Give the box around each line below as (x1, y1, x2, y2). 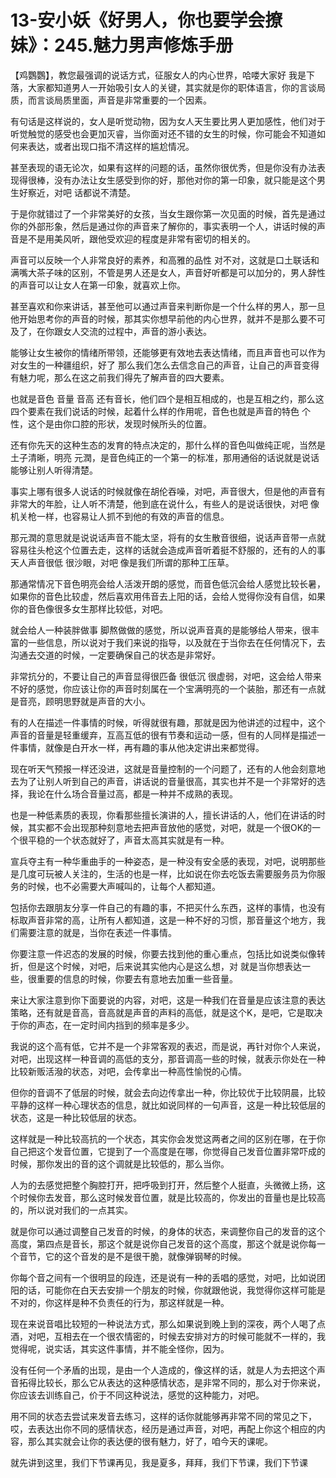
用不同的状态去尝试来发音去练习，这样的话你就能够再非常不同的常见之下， (10, 1410, 317, 1422)
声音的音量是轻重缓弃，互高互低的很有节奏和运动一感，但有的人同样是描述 (10, 729, 317, 741)
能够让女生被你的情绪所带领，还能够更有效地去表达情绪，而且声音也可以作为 (10, 346, 326, 358)
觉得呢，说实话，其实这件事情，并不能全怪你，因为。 (10, 1342, 230, 1355)
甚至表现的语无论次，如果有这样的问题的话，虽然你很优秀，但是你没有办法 (10, 161, 317, 173)
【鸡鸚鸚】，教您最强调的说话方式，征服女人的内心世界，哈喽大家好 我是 (10, 69, 307, 81)
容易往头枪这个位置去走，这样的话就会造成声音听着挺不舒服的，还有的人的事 (10, 544, 326, 556)
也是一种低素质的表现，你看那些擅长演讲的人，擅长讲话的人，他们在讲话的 (10, 809, 317, 821)
